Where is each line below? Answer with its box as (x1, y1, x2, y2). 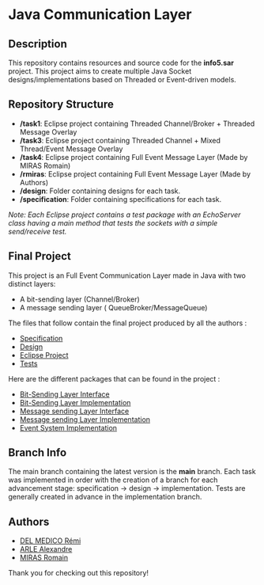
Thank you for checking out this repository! (8, 568, 149, 578)
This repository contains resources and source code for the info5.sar (8, 58, 235, 67)
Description (8, 37, 67, 51)
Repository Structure (8, 97, 115, 112)
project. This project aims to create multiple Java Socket (8, 66, 192, 76)
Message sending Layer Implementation (19, 414, 151, 424)
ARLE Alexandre (19, 545, 73, 554)
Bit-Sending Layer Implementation (19, 397, 131, 407)
